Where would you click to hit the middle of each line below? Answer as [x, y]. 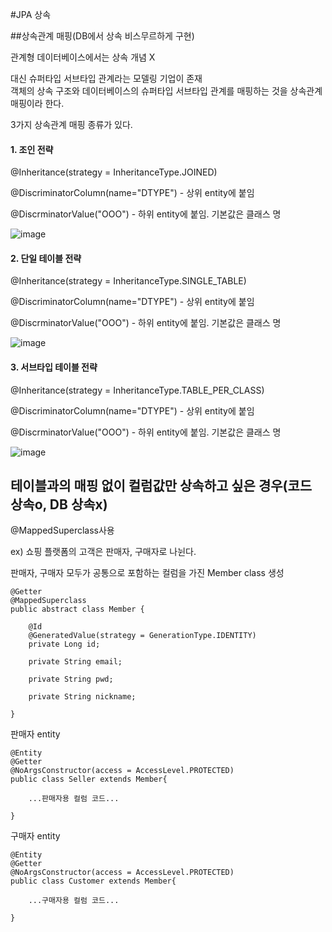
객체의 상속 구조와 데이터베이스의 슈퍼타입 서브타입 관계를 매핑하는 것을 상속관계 [166, 91]
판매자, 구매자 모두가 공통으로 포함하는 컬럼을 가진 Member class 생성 [147, 573]
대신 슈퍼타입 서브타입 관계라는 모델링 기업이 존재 [106, 78]
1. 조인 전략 [32, 149]
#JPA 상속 [31, 14]
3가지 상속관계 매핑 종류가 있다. [71, 124]
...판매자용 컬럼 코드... [74, 799]
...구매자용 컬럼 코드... [74, 901]
